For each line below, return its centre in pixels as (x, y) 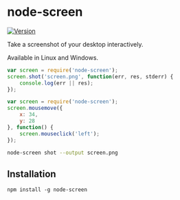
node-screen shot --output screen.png (63, 153)
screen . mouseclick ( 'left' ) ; (59, 134)
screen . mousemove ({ (35, 108)
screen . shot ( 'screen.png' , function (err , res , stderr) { (90, 76)
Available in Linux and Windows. (53, 57)
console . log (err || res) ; (57, 83)
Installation (32, 174)
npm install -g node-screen (47, 190)
